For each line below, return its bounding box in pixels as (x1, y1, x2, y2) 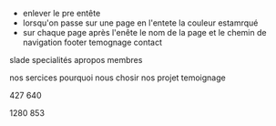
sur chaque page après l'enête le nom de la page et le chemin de (22, 27, 267, 37)
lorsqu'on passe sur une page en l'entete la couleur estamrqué (22, 17, 259, 28)
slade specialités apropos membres (9, 55, 143, 65)
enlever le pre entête (22, 8, 101, 18)
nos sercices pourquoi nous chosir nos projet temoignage (9, 72, 226, 83)
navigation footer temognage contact (22, 37, 162, 47)
